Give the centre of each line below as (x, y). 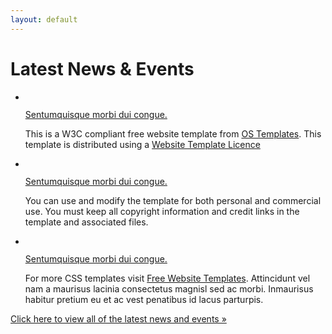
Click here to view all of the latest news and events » (118, 318)
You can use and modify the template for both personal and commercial (173, 200)
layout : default (44, 19)
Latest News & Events (102, 68)
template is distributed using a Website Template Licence (142, 144)
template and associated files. (86, 222)
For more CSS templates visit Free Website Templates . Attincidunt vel (167, 278)
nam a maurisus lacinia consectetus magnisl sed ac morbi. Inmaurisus (169, 288)
